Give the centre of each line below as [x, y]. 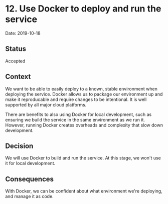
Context [18, 77]
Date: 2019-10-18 [23, 33]
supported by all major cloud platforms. [46, 104]
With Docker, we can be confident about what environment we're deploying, [84, 191]
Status [16, 49]
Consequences [30, 179]
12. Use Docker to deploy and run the [83, 9]
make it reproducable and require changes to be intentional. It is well [76, 99]
